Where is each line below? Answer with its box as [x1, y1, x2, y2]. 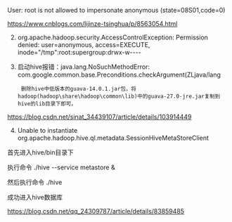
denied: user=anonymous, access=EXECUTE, [17, 41, 150, 48]
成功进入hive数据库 [7, 193, 63, 201]
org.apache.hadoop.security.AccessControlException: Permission [17, 33, 209, 41]
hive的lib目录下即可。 [17, 100, 77, 107]
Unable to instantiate [17, 126, 78, 134]
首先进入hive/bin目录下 [7, 148, 74, 157]
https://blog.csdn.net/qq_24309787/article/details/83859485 [7, 207, 185, 215]
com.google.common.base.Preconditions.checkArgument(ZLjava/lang [17, 70, 221, 79]
